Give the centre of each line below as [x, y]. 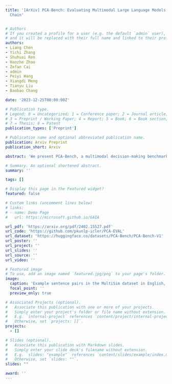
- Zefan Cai [18, 67]
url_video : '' [20, 260]
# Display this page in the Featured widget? [55, 189]
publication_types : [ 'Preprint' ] [41, 128]
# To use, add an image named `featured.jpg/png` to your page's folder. [86, 274]
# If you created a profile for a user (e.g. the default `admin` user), [86, 33]
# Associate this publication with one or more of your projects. [80, 307]
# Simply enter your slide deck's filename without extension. [76, 350]
